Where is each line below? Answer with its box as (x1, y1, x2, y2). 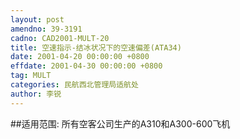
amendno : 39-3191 (10, 24, 83, 34)
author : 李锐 (10, 89, 62, 99)
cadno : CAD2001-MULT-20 (10, 33, 110, 43)
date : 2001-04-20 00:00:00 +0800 (10, 52, 150, 62)
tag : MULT (10, 71, 52, 81)
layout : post (10, 14, 65, 25)
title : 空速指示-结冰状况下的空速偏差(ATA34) (10, 42, 182, 53)
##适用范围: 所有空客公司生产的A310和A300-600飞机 (10, 117, 231, 130)
